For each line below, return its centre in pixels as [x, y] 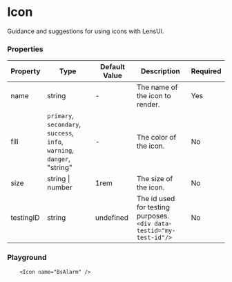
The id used [156, 199]
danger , [59, 159]
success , [61, 133]
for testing [153, 207]
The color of [156, 138]
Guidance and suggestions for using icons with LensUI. [86, 31]
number [60, 187]
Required [206, 71]
